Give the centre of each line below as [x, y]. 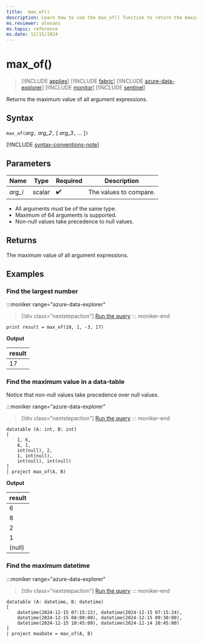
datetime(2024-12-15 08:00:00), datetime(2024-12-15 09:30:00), [100, 618]
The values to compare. [122, 193]
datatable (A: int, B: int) [42, 430]
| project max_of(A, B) [36, 472]
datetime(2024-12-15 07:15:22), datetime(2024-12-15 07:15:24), [100, 612]
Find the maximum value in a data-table [66, 382]
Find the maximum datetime [48, 566]
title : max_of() [28, 12]
